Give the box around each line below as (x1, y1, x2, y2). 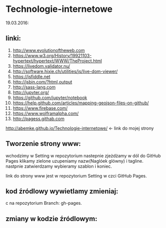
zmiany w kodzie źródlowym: (5, 214, 98, 223)
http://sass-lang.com (12, 84, 56, 90)
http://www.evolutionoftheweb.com (12, 47, 85, 53)
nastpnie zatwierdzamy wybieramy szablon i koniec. (5, 163, 112, 169)
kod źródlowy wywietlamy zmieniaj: (5, 187, 119, 195)
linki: (5, 34, 21, 43)
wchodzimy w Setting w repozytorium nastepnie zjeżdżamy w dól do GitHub (5, 152, 161, 159)
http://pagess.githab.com (12, 115, 65, 122)
